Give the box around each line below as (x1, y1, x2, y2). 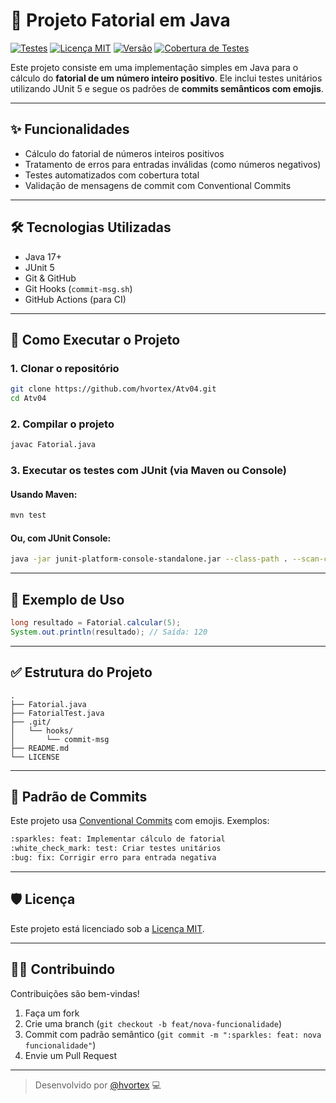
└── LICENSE (10, 752, 60, 762)
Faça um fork (24, 1007, 80, 1019)
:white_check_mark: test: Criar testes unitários (10, 844, 222, 854)
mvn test (10, 510, 47, 521)
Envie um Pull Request (24, 1049, 118, 1061)
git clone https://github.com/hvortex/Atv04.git (10, 384, 217, 394)
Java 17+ (24, 250, 62, 263)
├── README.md (10, 743, 70, 753)
